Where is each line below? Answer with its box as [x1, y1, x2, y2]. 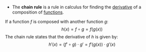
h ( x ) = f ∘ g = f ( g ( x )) [61, 26, 103, 32]
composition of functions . [12, 9, 64, 15]
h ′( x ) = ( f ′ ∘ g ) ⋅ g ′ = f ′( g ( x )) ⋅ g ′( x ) [48, 41, 116, 47]
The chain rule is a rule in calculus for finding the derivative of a [12, 4, 142, 10]
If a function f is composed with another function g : [5, 19, 108, 24]
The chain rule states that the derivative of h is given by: [5, 34, 118, 39]
